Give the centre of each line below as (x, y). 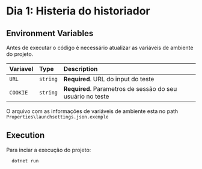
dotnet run (25, 161)
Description (81, 69)
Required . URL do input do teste (109, 79)
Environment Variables (50, 33)
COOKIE (19, 92)
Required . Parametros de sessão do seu (120, 89)
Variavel (21, 69)
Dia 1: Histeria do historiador (78, 11)
